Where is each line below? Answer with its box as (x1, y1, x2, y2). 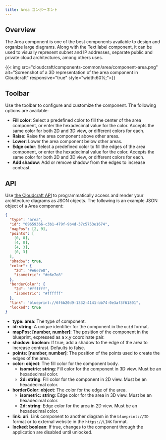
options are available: (5, 108, 49, 114)
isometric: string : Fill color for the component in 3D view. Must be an (19, 366, 162, 372)
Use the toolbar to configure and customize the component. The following (5, 102, 156, 108)
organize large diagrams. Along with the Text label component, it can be (5, 44, 152, 50)
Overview (5, 26, 36, 34)
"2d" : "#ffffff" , (14, 287, 50, 292)
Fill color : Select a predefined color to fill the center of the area (12, 117, 141, 123)
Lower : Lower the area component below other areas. (12, 139, 123, 145)
